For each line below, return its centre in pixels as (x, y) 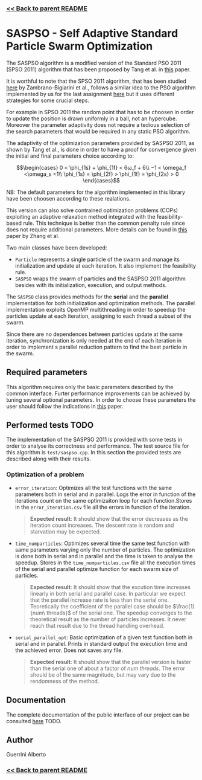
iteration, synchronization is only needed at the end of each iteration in (94, 340)
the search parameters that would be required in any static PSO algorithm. (98, 131)
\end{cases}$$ (101, 180)
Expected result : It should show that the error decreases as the (109, 518)
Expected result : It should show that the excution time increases (110, 587)
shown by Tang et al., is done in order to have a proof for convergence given (101, 149)
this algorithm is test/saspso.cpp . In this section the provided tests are (94, 453)
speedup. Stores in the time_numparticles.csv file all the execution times (105, 562)
